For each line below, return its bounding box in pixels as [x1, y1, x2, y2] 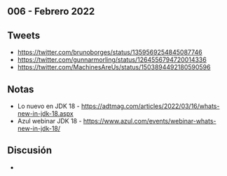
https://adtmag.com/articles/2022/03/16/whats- [81, 102, 220, 111]
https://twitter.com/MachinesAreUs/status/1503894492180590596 [17, 63, 211, 72]
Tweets [7, 29, 41, 41]
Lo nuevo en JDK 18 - [17, 102, 80, 111]
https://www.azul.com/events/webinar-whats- [83, 117, 216, 126]
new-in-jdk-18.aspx [17, 109, 74, 118]
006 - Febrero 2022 [7, 6, 95, 18]
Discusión [7, 144, 53, 156]
